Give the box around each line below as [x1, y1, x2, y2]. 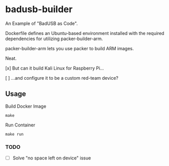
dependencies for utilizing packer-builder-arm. [5, 36, 103, 42]
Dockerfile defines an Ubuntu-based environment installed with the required [5, 30, 164, 36]
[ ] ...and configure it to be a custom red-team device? [5, 75, 118, 81]
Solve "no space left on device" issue [12, 155, 91, 161]
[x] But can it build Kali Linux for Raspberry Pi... [5, 65, 104, 71]
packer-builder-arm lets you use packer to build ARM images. [5, 45, 134, 51]
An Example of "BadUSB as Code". [5, 20, 78, 26]
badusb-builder [5, 4, 73, 15]
